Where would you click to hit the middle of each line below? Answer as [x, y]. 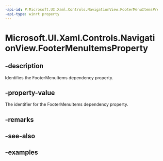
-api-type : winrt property [32, 14]
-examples [22, 153]
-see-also [20, 136]
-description [24, 66]
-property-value [30, 93]
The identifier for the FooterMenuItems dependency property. [67, 104]
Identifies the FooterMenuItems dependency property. [59, 77]
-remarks [19, 120]
